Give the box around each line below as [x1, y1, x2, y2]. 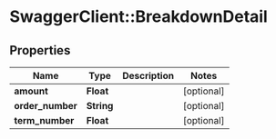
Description [122, 70, 175, 82]
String [86, 100, 114, 112]
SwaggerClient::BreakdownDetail [9, 6, 269, 27]
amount [14, 84, 48, 97]
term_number [14, 114, 75, 126]
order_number [14, 100, 77, 112]
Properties [9, 43, 71, 58]
